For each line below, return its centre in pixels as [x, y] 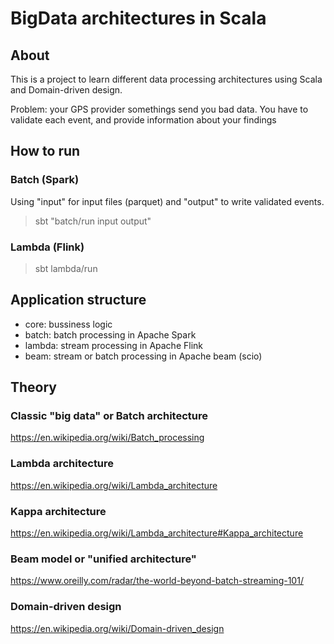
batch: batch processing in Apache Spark [110, 334]
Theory [34, 387]
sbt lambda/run [66, 268]
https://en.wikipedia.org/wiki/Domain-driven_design [117, 628]
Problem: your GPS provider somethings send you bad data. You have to [159, 109]
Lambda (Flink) [47, 247]
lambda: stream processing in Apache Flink [113, 345]
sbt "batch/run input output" [93, 221]
